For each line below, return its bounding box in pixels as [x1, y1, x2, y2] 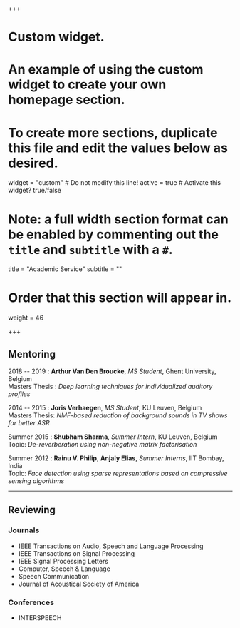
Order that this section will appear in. [8, 290, 232, 306]
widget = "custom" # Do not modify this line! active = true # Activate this [8, 178, 221, 187]
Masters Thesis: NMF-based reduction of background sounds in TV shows [8, 411, 228, 420]
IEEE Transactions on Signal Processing [18, 549, 135, 557]
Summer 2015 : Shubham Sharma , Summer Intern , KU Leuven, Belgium [8, 432, 218, 441]
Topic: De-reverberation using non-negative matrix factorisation [8, 440, 197, 448]
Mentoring [8, 348, 56, 360]
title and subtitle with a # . [8, 241, 173, 258]
